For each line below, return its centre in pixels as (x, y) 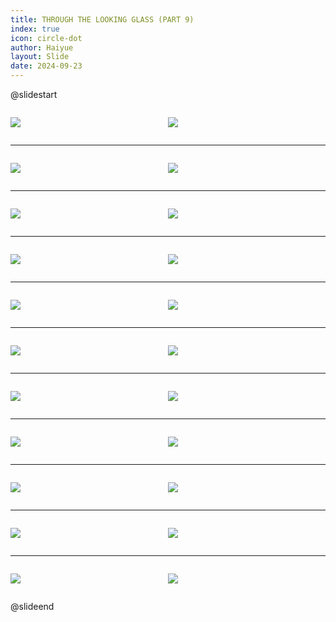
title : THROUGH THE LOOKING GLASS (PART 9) (102, 19)
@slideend (32, 606)
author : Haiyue (42, 47)
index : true (35, 29)
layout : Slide (40, 57)
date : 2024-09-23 (46, 66)
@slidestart (34, 94)
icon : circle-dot (46, 38)
